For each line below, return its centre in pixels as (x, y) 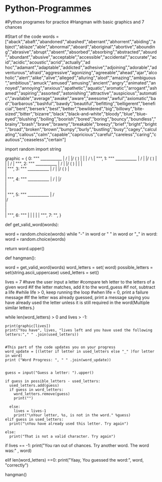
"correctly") (17, 465)
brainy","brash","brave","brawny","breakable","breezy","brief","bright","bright (81, 124)
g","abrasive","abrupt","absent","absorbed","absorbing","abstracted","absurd (81, 52)
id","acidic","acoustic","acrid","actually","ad (48, 62)
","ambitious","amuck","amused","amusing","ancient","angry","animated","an (81, 83)
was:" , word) (18, 450)
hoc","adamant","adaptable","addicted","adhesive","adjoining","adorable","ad (81, 67)
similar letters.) (20, 307)
